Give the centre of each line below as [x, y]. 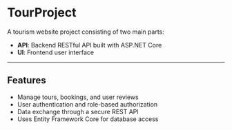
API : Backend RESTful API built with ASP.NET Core [89, 45]
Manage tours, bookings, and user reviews [78, 97]
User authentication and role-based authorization [87, 104]
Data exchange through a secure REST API [78, 111]
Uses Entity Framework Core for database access [88, 119]
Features [27, 80]
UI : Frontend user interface [56, 52]
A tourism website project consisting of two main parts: [86, 32]
